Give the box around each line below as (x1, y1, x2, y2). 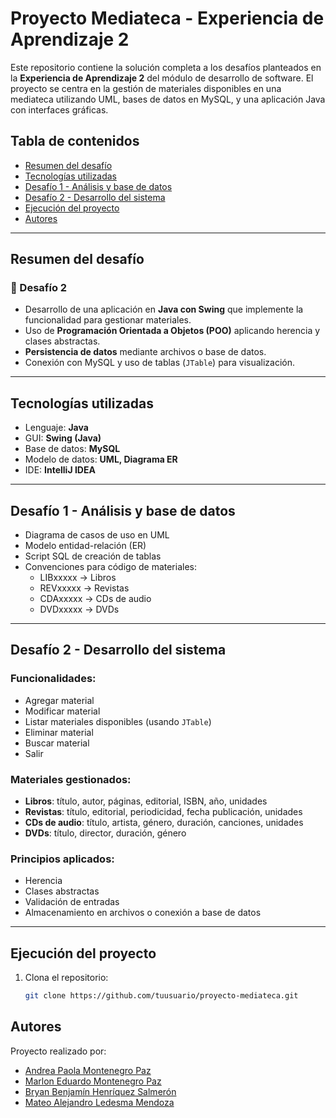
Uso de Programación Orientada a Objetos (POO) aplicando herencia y (24, 325, 321, 337)
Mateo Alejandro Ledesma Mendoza (24, 1096, 175, 1108)
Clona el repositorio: (24, 972, 109, 984)
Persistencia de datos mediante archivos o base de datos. (24, 346, 267, 358)
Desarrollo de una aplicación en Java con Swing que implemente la (24, 303, 304, 316)
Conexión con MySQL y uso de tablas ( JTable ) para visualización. (24, 357, 296, 369)
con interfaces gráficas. (10, 103, 109, 116)
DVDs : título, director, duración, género (24, 827, 187, 839)
